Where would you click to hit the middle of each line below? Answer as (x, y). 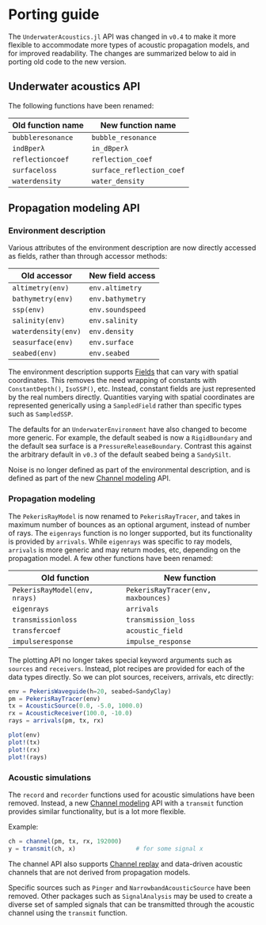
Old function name (48, 125)
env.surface (112, 343)
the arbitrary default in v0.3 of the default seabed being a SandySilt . (120, 455)
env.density (112, 332)
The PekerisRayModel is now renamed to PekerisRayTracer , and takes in (124, 516)
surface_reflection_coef (138, 170)
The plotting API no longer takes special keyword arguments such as (120, 660)
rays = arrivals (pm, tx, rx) (56, 721)
